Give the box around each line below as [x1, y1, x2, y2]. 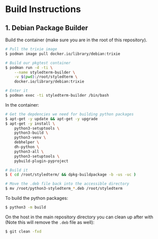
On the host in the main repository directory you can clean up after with [5, 214, 153, 220]
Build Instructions [5, 4, 82, 15]
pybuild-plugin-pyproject [14, 158, 69, 164]
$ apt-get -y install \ [5, 121, 55, 126]
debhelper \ [14, 140, 39, 145]
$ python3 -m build [5, 205, 46, 210]
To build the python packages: [5, 195, 68, 201]
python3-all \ [14, 149, 44, 154]
